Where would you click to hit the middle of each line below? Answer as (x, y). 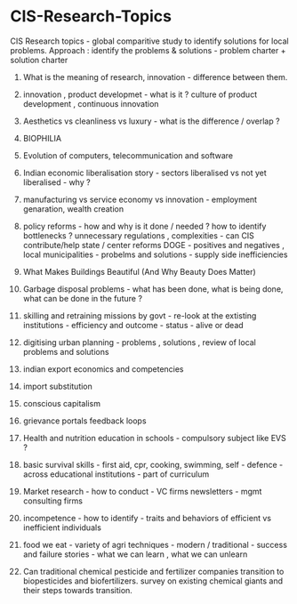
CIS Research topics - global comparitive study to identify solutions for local (149, 41)
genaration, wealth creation (73, 209)
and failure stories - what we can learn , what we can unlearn (135, 554)
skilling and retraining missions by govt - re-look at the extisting (140, 315)
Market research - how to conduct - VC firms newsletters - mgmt (142, 491)
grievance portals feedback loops (84, 421)
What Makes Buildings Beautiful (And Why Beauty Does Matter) (139, 271)
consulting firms (53, 501)
